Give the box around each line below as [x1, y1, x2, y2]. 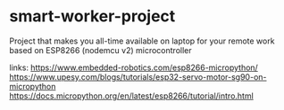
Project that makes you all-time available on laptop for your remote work [9, 35, 275, 46]
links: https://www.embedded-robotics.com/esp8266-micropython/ [9, 62, 259, 73]
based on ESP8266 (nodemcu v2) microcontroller [9, 44, 192, 55]
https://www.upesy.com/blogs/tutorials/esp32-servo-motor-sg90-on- [9, 71, 267, 82]
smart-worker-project [9, 6, 176, 27]
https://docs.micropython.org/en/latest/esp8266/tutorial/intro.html [9, 90, 255, 101]
